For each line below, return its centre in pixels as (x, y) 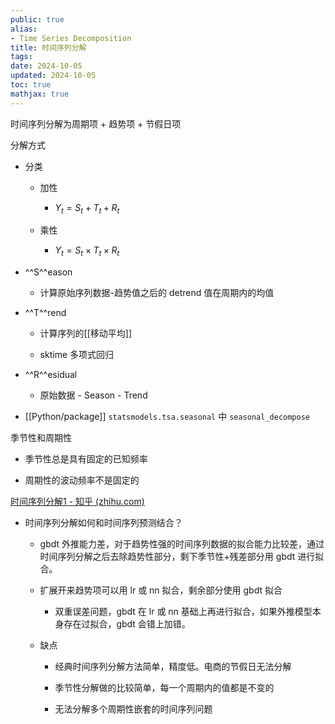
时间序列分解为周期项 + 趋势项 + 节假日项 (96, 123)
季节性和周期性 (41, 438)
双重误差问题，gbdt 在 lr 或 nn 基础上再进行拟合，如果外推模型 (183, 612)
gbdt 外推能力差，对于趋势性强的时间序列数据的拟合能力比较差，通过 (182, 544)
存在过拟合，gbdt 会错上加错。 (127, 624)
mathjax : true (40, 94)
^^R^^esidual (51, 375)
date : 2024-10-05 (46, 66)
